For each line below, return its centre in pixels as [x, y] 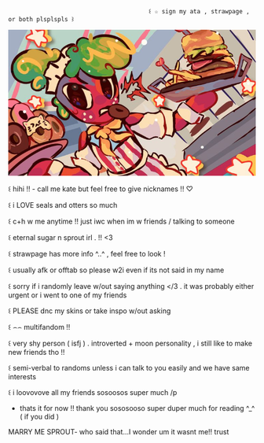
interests [22, 376]
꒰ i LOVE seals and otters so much [63, 205]
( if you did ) [39, 416]
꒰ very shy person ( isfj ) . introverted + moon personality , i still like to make [130, 343]
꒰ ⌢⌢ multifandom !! [39, 327]
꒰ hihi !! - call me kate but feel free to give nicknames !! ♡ [101, 189]
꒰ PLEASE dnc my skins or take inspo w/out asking [90, 311]
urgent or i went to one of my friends [68, 295]
